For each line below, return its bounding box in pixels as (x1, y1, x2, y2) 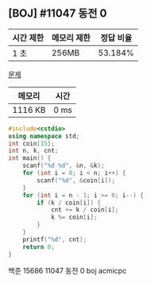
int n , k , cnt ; (8, 147, 59, 155)
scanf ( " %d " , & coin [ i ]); (37, 176, 115, 184)
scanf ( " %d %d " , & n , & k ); (22, 161, 105, 170)
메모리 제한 (51, 32, 91, 43)
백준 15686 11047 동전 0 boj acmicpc (8, 266, 127, 275)
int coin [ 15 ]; (8, 139, 56, 148)
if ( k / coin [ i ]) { (37, 199, 102, 207)
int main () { (8, 154, 52, 162)
